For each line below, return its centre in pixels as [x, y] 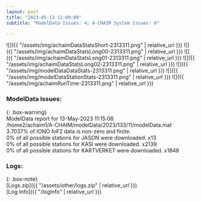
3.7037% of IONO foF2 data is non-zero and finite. [68, 131]
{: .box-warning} [26, 112]
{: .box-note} [22, 179]
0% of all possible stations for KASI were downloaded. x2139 [82, 144]
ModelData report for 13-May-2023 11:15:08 [60, 118]
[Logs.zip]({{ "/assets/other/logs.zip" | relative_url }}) [72, 185]
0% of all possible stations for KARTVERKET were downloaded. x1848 [93, 150]
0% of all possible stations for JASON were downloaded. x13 [81, 137]
